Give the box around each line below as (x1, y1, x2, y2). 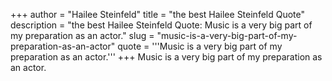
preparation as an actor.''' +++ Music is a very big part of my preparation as (10, 51, 323, 63)
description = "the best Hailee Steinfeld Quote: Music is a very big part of (10, 19, 313, 31)
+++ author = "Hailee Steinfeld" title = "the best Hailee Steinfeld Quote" (10, 9, 306, 20)
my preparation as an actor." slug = (10, 30, 155, 41)
